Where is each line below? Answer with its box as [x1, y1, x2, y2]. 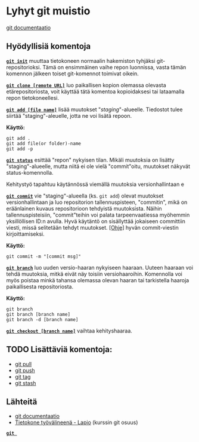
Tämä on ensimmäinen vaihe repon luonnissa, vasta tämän [42, 63, 186, 71]
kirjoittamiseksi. [6, 230, 45, 237]
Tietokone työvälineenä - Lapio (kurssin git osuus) [14, 419, 138, 426]
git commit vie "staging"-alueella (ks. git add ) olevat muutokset [6, 192, 164, 199]
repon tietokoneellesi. [6, 94, 60, 101]
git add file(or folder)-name [6, 141, 82, 147]
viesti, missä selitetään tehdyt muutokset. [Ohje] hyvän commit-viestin [6, 224, 179, 231]
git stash [14, 379, 36, 386]
